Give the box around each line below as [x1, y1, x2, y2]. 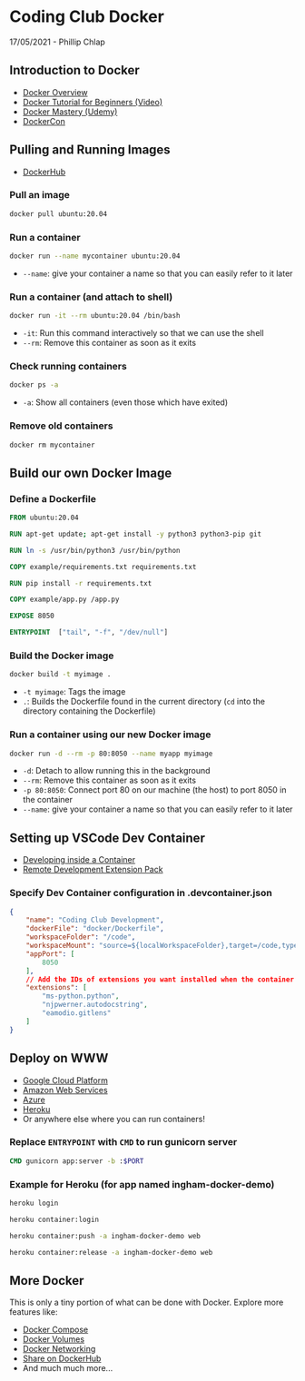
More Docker [9, 1273, 84, 1288]
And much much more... [22, 1363, 113, 1374]
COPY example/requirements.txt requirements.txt [9, 562, 197, 571]
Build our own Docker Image [9, 465, 172, 480]
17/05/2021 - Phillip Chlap [9, 36, 106, 47]
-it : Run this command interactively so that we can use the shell [22, 328, 265, 339]
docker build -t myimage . [9, 670, 112, 679]
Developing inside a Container [22, 854, 136, 865]
